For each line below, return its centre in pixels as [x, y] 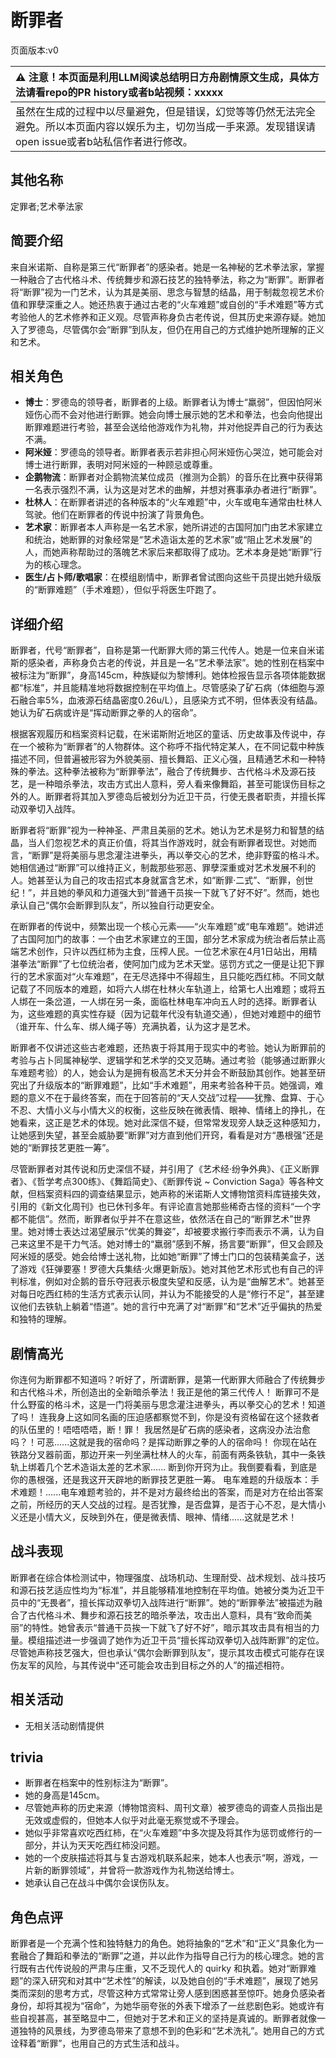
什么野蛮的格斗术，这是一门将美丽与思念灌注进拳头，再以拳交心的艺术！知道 [168, 1404]
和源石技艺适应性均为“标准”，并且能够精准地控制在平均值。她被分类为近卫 [163, 1590]
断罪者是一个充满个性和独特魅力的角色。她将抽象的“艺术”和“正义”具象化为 [162, 1943]
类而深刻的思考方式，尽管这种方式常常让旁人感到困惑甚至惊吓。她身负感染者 [168, 1993]
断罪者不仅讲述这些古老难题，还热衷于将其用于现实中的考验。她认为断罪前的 [168, 1048]
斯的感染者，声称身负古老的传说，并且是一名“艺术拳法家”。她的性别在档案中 [167, 663]
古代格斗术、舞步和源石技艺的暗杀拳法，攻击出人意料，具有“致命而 [165, 1615]
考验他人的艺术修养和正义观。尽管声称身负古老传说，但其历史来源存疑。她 [163, 317]
